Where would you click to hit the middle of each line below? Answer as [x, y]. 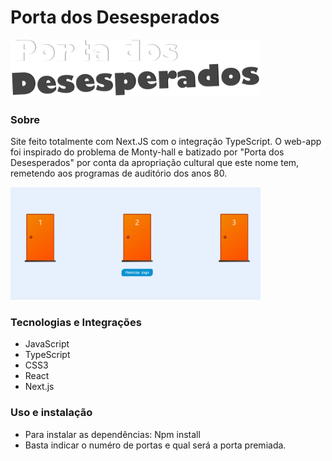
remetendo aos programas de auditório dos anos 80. [119, 173]
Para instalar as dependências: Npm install [112, 434]
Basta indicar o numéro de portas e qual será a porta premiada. [155, 445]
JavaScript [47, 344]
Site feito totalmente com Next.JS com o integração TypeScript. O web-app [166, 142]
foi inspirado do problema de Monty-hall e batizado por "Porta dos [147, 152]
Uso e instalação [51, 413]
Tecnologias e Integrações [76, 322]
